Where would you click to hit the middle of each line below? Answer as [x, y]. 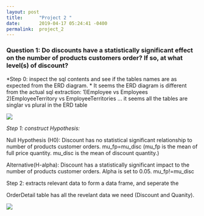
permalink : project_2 [35, 29]
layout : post [23, 12]
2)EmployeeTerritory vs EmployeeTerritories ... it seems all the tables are [97, 98]
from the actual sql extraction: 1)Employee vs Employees [77, 92]
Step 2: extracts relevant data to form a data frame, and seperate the [93, 183]
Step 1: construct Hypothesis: [43, 128]
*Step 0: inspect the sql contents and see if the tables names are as [92, 79]
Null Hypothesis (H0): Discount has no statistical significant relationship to [100, 140]
